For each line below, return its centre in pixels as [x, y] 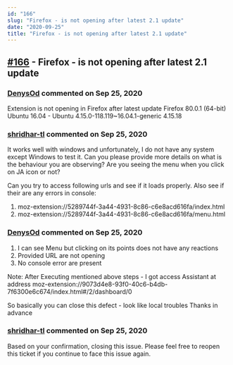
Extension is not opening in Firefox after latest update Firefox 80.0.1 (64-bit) [117, 108]
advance [20, 313]
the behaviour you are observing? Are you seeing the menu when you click [116, 165]
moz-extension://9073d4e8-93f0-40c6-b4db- [100, 284]
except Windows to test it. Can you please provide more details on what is [115, 157]
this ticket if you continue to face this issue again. [79, 354]
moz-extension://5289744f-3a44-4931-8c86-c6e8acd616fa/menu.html [121, 214]
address [19, 284]
